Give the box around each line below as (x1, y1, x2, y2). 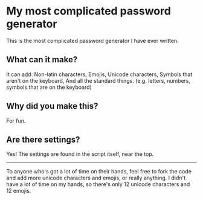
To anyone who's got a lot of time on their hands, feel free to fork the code (6, 168, 192, 175)
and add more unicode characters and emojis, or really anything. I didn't (6, 174, 186, 182)
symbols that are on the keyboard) (6, 83, 92, 91)
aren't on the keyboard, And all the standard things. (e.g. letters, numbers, (6, 77, 191, 84)
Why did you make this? (6, 101, 98, 111)
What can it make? (6, 54, 78, 65)
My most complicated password (6, 4, 171, 18)
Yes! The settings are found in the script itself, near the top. (6, 150, 154, 158)
